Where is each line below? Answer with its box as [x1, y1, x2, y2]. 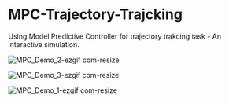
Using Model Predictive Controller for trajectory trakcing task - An [8, 31, 222, 41]
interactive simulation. [8, 39, 80, 49]
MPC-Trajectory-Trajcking [8, 6, 183, 24]
